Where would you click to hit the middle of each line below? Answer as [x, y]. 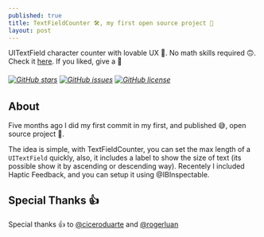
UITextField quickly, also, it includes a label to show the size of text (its [125, 157]
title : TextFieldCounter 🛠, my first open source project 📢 [111, 23]
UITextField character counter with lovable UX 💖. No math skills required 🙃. [132, 53]
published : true [35, 16]
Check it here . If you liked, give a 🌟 [65, 61]
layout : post [30, 30]
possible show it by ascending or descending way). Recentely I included [126, 166]
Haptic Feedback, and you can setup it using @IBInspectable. [109, 175]
